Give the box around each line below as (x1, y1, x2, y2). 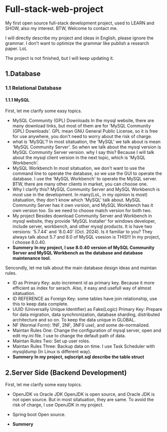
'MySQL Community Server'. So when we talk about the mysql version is (12, 144, 161, 150)
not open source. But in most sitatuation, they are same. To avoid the (12, 397, 154, 403)
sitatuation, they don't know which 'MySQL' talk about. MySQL (12, 197, 141, 203)
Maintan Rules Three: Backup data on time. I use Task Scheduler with (12, 343, 155, 349)
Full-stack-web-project (5, 3, 104, 15)
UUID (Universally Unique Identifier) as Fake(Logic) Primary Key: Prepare (12, 306, 163, 312)
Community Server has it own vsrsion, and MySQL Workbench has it (12, 202, 154, 208)
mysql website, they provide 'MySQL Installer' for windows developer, (12, 218, 156, 224)
